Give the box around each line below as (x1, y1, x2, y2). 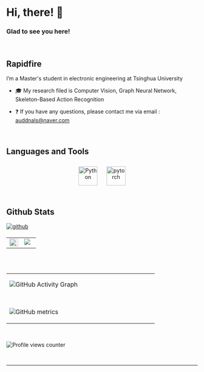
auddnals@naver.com (15, 117, 70, 124)
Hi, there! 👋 (6, 5, 64, 19)
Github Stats (6, 206, 55, 217)
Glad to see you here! (6, 27, 70, 36)
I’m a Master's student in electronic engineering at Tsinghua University (6, 75, 183, 82)
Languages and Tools (6, 146, 89, 156)
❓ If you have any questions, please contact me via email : (15, 108, 160, 115)
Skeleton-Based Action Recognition (15, 96, 104, 103)
